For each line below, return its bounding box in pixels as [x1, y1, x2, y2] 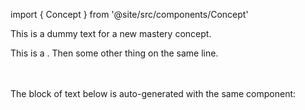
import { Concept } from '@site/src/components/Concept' [10, 9, 249, 20]
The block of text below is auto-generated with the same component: [10, 88, 297, 99]
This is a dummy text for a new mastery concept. [10, 28, 212, 39]
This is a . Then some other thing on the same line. [10, 47, 219, 59]
